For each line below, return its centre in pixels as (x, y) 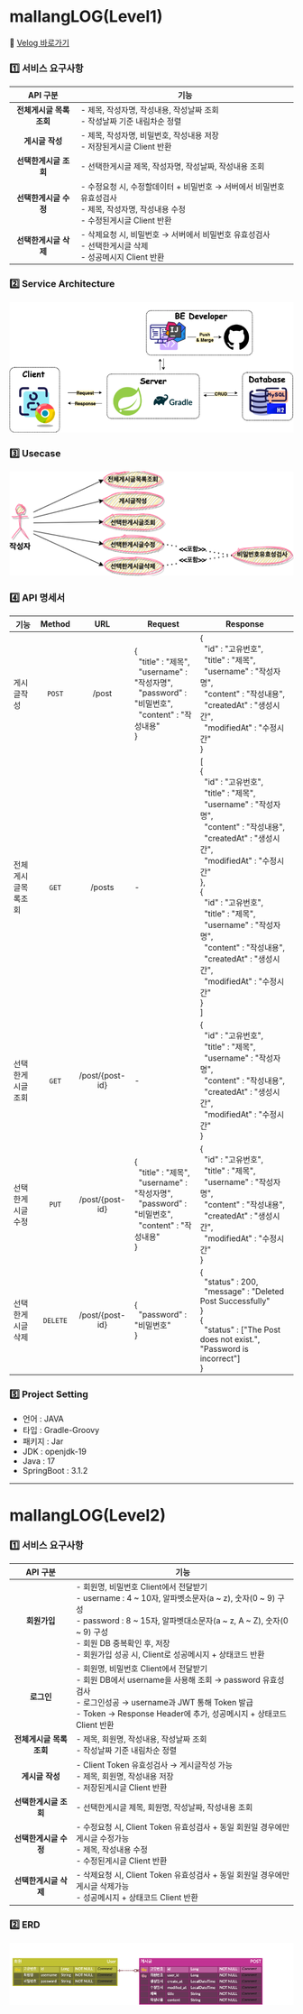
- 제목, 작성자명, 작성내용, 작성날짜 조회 (150, 109)
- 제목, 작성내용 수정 (112, 1850)
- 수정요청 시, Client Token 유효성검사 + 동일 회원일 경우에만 (183, 1827)
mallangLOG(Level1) (86, 17)
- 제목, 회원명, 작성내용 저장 (124, 1776)
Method (55, 624)
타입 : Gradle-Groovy (61, 1430)
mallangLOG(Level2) (88, 1515)
